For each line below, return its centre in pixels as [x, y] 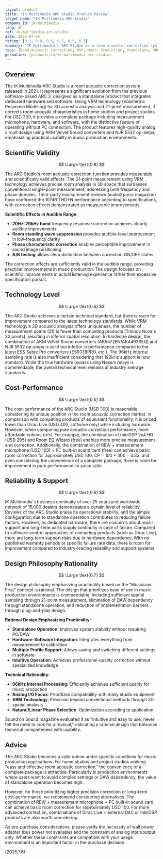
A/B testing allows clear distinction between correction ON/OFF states [83, 255]
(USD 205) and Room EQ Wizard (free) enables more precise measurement [80, 440]
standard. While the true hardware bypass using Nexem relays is [70, 362]
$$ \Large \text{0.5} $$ [81, 399]
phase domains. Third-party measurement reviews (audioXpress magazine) [81, 194]
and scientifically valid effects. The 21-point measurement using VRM [74, 179]
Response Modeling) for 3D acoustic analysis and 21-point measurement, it [80, 107]
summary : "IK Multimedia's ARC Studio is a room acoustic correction [77, 46]
